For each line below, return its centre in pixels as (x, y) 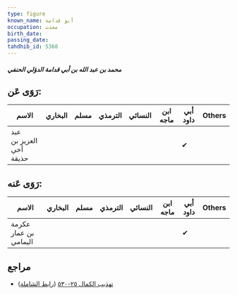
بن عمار (23, 233)
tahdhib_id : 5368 (33, 47)
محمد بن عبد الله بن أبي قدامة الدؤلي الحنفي (65, 69)
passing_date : (28, 40)
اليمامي (22, 242)
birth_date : (25, 34)
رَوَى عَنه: (25, 183)
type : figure (26, 14)
